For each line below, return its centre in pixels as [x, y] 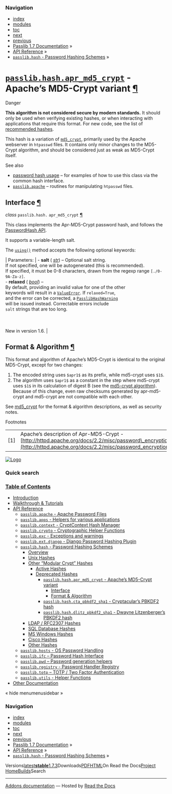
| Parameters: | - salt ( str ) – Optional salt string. [56, 260]
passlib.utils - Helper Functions [56, 678]
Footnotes [16, 422]
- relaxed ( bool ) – [24, 282]
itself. [11, 156]
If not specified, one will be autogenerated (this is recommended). [75, 265]
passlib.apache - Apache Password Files [63, 514]
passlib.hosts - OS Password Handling [62, 650]
